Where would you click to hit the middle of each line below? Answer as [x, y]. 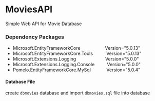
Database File [20, 82]
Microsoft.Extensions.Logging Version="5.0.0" [76, 59]
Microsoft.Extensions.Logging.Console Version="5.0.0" [77, 65]
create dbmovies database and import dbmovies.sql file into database [78, 93]
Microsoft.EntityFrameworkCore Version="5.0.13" [76, 48]
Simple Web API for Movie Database [44, 24]
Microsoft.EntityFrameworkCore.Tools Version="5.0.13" [77, 54]
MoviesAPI [29, 9]
